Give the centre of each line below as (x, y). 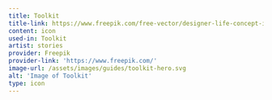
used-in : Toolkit (38, 38)
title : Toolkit (34, 16)
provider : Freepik (39, 53)
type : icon (27, 83)
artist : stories (36, 46)
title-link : (28, 23)
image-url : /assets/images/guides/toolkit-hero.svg (97, 69)
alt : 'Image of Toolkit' (50, 76)
